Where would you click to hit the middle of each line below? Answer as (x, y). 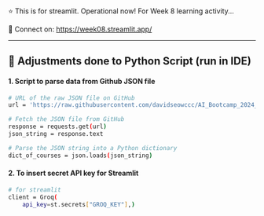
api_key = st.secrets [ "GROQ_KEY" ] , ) (79, 204)
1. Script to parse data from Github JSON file (82, 81)
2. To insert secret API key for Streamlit (73, 173)
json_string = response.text (56, 134)
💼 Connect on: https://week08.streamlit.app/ (80, 29)
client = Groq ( (33, 197)
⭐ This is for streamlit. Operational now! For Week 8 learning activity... (121, 11)
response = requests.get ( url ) (58, 127)
